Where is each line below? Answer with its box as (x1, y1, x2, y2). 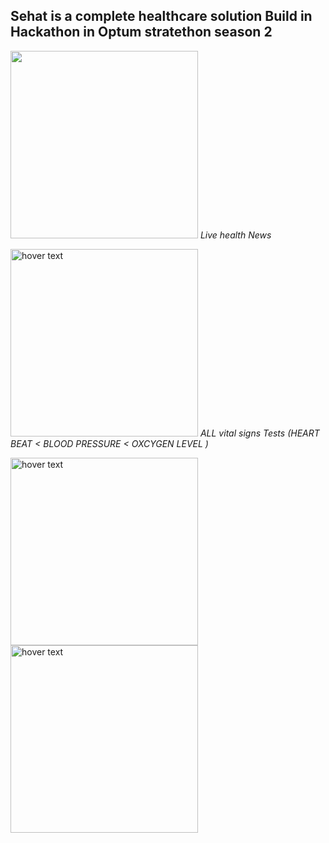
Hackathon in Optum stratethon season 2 (10, 24, 273, 41)
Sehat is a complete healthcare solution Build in (10, 8, 313, 25)
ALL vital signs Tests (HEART (199, 427, 320, 439)
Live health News (199, 229, 272, 241)
